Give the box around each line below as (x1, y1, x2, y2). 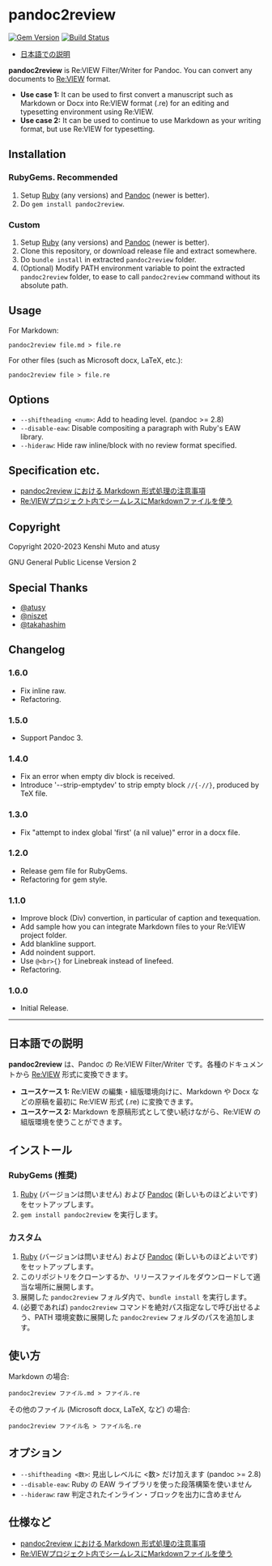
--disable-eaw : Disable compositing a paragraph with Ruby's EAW (19, 423, 241, 432)
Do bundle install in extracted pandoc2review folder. (19, 254, 197, 264)
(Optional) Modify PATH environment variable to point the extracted (19, 263, 245, 273)
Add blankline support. (19, 939, 96, 949)
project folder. (19, 930, 67, 940)
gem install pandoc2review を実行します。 (19, 1209, 163, 1219)
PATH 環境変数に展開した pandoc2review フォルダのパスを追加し (34, 1313, 249, 1322)
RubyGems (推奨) (8, 1169, 78, 1181)
